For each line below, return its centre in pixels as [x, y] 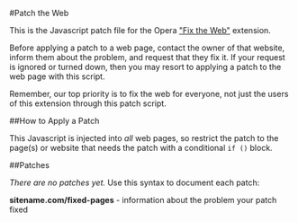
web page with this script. [57, 76]
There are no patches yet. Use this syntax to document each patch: [135, 182]
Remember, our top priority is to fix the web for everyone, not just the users [149, 94]
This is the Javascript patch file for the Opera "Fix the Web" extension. [140, 30]
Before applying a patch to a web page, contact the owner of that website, [147, 48]
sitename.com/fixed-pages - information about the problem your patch [143, 200]
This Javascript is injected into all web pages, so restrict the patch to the [144, 138]
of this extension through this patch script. [88, 103]
